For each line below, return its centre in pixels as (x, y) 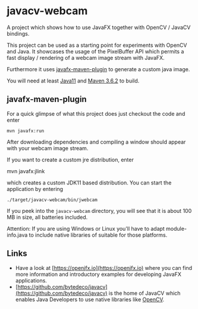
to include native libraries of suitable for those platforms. (98, 235)
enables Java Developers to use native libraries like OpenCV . (90, 299)
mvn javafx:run (26, 131)
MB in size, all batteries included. (47, 217)
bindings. (18, 33)
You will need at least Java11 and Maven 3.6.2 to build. (73, 81)
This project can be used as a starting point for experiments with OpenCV (97, 45)
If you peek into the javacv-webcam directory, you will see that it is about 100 (99, 211)
